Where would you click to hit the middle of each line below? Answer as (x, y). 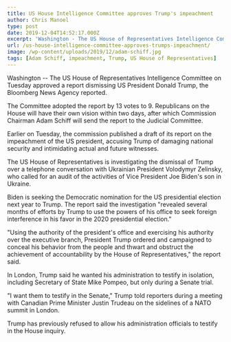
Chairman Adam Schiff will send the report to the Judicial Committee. (105, 120)
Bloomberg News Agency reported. (57, 92)
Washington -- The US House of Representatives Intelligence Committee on (114, 78)
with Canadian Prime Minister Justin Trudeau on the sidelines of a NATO (109, 303)
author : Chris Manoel (38, 20)
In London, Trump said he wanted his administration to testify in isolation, (111, 275)
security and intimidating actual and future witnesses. (83, 148)
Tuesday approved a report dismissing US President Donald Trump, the (108, 85)
